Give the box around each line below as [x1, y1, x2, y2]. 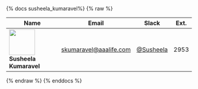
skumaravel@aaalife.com [61, 45, 131, 54]
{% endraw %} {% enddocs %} [6, 77, 82, 84]
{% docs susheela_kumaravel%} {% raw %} [6, 5, 113, 12]
